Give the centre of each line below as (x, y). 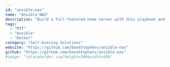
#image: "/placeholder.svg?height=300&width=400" (59, 57)
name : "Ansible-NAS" (27, 15)
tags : (11, 24)
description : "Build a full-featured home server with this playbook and (85, 19)
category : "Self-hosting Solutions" (44, 43)
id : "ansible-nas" (25, 10)
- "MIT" (18, 29)
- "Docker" (21, 38)
